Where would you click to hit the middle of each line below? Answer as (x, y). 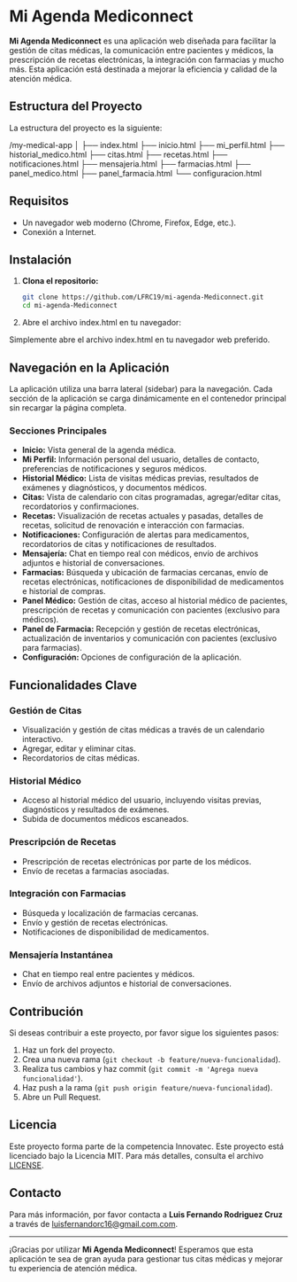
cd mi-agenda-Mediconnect (69, 306)
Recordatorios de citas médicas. (80, 758)
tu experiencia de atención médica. (73, 1268)
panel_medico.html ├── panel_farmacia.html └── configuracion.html (136, 173)
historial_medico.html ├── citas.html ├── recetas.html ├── (118, 154)
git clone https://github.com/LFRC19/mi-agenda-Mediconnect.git (143, 297)
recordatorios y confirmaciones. (80, 506)
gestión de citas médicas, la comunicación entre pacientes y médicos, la (141, 50)
